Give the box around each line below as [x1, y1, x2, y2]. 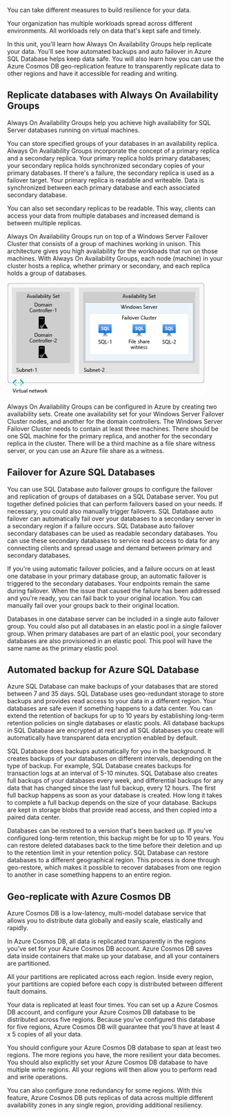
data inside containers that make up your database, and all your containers [7, 952, 220, 960]
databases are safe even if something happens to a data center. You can [7, 705, 213, 713]
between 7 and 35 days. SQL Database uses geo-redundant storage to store [7, 689, 224, 698]
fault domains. [7, 987, 48, 996]
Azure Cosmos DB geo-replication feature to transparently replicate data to [7, 62, 221, 70]
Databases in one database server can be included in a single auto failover [7, 615, 219, 623]
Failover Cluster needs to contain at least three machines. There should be [7, 425, 219, 433]
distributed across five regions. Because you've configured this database [7, 1016, 215, 1024]
